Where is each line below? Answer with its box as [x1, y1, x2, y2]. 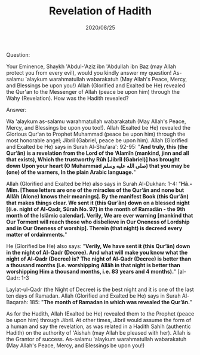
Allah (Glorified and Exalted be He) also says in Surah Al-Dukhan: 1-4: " [6, 180, 181, 187]
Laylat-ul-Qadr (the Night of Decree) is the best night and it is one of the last [6, 286, 194, 293]
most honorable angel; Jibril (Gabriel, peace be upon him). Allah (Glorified [6, 136, 188, 144]
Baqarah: [6, 298, 29, 305]
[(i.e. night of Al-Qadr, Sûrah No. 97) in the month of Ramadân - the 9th [6, 205, 186, 213]
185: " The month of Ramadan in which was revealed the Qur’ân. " [29, 298, 193, 305]
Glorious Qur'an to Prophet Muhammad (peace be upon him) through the [6, 130, 186, 137]
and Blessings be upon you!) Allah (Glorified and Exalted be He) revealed [6, 82, 186, 89]
